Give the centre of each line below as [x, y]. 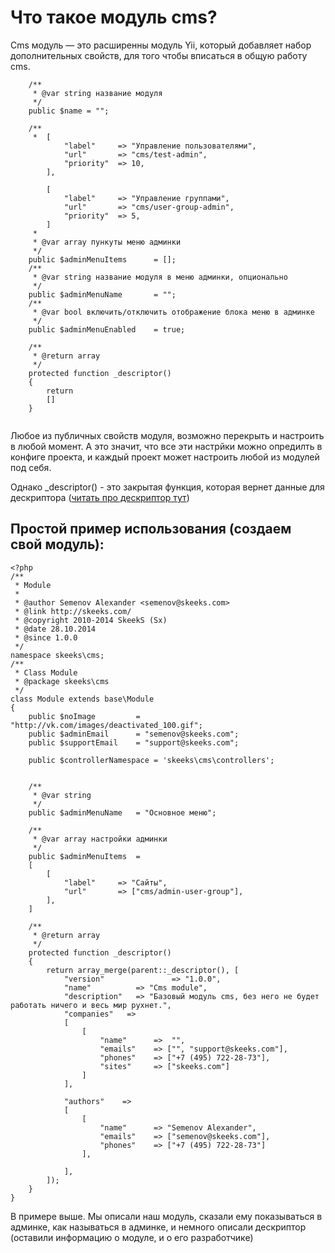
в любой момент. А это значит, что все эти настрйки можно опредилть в [166, 446]
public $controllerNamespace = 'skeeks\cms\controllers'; [151, 760]
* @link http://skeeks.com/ [73, 611]
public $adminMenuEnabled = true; [107, 329]
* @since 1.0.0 [46, 637]
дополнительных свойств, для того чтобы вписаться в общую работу [159, 55]
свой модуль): [57, 544]
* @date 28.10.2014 [55, 629]
